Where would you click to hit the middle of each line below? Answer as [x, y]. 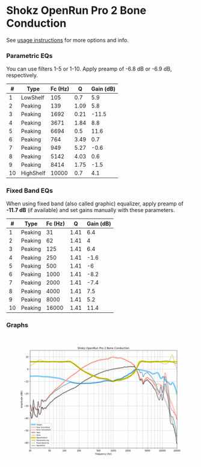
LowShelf [32, 97]
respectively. [22, 76]
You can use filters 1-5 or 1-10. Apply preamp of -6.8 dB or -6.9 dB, [89, 69]
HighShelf [33, 173]
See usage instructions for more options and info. [68, 40]
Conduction [36, 23]
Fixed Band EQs [29, 190]
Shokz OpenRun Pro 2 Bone [76, 11]
